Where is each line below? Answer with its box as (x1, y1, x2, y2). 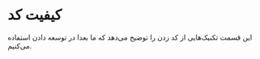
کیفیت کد (7, 6, 62, 24)
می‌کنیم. (7, 40, 32, 50)
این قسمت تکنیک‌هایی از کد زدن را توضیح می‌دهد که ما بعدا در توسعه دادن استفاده (7, 32, 253, 42)
